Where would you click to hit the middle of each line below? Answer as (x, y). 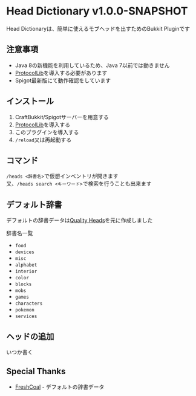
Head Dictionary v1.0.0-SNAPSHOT (97, 11)
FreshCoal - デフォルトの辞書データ (60, 387)
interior (26, 271)
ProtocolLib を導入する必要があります (61, 73)
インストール (30, 101)
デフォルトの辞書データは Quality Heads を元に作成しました (80, 220)
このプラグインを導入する (47, 132)
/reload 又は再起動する (43, 140)
